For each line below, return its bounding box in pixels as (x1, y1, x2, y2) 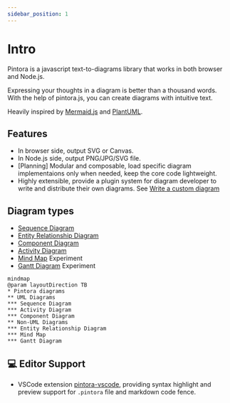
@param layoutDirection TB (7, 281, 88, 289)
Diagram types (7, 205, 75, 217)
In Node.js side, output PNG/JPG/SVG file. (17, 154, 141, 163)
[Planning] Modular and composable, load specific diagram (17, 161, 192, 171)
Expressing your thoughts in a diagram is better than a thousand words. (7, 86, 217, 95)
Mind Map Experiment (17, 254, 83, 263)
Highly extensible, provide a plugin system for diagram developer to (17, 177, 217, 186)
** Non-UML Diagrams (7, 319, 69, 326)
